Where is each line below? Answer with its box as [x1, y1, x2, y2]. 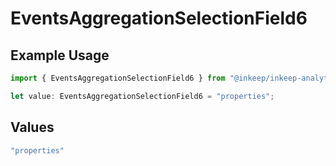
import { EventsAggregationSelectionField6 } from [10, 73, 226, 83]
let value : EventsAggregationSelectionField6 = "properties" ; [10, 91, 275, 101]
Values [10, 119, 55, 136]
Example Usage [10, 47, 110, 64]
